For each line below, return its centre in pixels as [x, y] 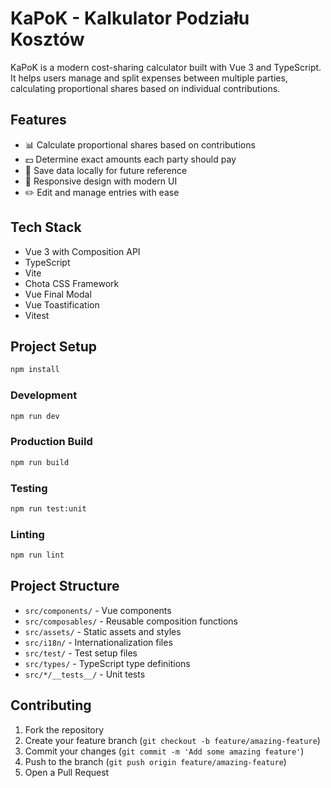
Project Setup [54, 346]
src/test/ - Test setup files [81, 653]
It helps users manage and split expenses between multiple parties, [149, 78]
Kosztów [47, 39]
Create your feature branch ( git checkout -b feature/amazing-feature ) [172, 740]
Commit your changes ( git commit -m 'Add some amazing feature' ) [164, 751]
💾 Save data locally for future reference [106, 170]
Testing [29, 488]
